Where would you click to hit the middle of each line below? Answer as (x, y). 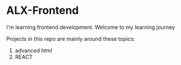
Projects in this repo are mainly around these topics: (71, 39)
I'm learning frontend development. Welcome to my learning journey (91, 27)
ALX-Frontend (43, 11)
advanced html (33, 50)
